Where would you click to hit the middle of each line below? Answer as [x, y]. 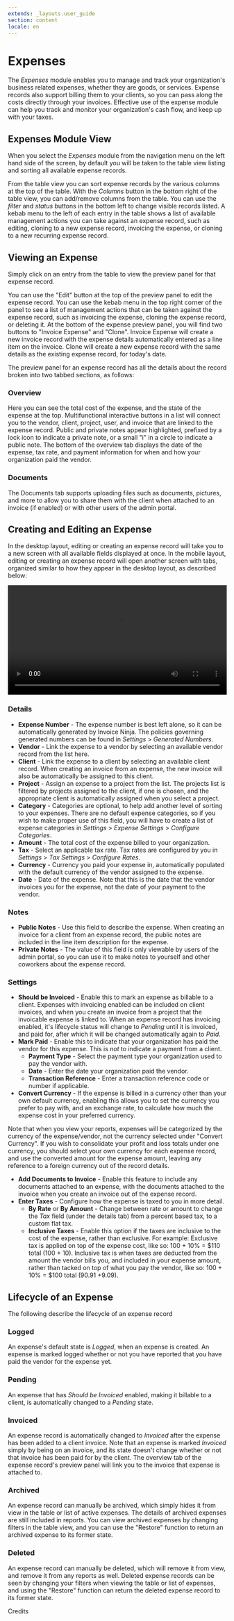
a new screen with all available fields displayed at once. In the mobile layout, [117, 554]
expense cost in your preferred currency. [77, 1115]
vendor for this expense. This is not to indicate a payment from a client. [120, 1049]
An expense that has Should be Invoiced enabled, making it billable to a [110, 1394]
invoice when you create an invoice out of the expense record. [107, 1194]
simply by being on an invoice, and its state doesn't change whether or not [115, 1450]
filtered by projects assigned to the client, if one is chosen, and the [113, 791]
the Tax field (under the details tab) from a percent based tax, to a [123, 1216]
